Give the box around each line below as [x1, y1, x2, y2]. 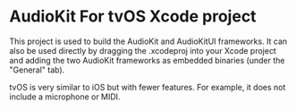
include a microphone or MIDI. [9, 91, 121, 102]
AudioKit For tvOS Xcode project [9, 6, 257, 27]
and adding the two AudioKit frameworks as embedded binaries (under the [9, 55, 285, 65]
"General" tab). [9, 64, 65, 75]
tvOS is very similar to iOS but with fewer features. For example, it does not [9, 81, 286, 92]
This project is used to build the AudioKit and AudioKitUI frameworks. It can [9, 36, 288, 47]
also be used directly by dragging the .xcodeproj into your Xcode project [9, 45, 277, 55]
